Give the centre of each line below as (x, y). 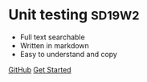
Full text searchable (53, 37)
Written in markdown (55, 45)
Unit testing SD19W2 (74, 15)
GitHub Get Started (40, 69)
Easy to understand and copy (69, 54)
